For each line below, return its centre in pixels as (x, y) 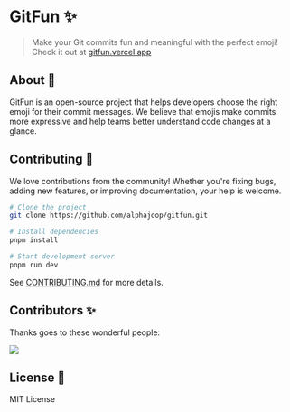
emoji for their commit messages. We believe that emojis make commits (143, 111)
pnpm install (34, 240)
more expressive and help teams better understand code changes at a (140, 121)
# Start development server (62, 257)
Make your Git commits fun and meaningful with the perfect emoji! (154, 42)
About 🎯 (33, 80)
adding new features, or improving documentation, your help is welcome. (145, 191)
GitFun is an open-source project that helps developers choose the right (144, 102)
